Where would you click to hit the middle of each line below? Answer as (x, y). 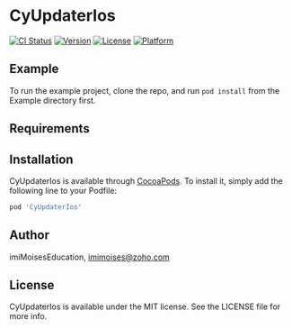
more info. (28, 316)
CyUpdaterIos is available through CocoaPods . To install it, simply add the (146, 180)
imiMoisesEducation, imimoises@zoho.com (90, 257)
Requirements (49, 128)
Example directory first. (53, 100)
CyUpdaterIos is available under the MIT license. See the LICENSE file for (145, 306)
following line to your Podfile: (63, 190)
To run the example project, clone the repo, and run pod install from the (145, 90)
